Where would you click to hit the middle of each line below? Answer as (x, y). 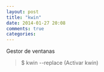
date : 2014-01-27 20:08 (36, 23)
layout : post (23, 12)
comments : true (25, 28)
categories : (21, 34)
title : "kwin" (24, 17)
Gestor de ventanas (31, 51)
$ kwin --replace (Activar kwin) (60, 63)
